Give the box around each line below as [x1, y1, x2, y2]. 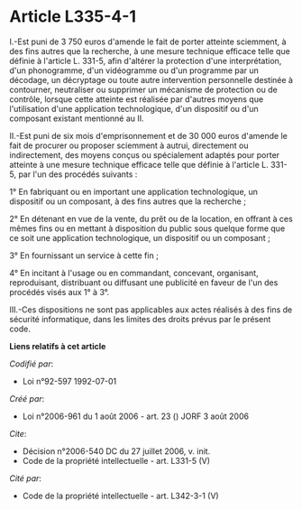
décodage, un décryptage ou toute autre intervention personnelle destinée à [9, 74, 293, 85]
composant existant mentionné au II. [9, 113, 144, 124]
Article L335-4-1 [9, 6, 137, 27]
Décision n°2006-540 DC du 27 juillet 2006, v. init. [22, 445, 211, 457]
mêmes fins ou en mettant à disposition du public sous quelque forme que [9, 223, 286, 234]
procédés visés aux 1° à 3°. [9, 286, 110, 297]
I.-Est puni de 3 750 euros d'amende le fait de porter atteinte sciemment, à [9, 36, 287, 47]
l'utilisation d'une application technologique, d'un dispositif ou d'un [9, 103, 259, 114]
